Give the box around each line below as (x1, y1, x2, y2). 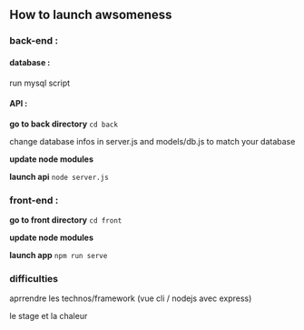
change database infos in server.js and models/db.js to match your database (9, 135, 296, 146)
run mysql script (9, 77, 71, 88)
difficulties (9, 272, 59, 285)
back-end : (9, 35, 59, 47)
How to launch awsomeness (9, 7, 172, 23)
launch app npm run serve (9, 250, 108, 261)
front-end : (9, 194, 59, 206)
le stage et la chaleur (9, 311, 88, 322)
